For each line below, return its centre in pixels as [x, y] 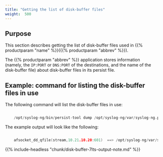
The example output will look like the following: [52, 127]
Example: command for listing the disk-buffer [75, 85]
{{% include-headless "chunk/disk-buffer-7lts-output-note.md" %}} [73, 149]
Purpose [18, 34]
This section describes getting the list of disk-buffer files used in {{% [74, 45]
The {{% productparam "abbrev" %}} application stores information [73, 60]
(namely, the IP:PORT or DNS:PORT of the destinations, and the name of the [78, 65]
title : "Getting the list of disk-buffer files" [55, 9]
